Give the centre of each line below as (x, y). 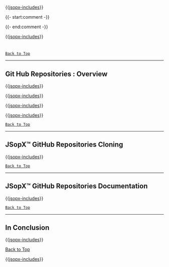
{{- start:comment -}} (27, 17)
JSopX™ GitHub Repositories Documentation (76, 186)
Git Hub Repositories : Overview (56, 74)
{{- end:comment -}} (27, 27)
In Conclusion (27, 228)
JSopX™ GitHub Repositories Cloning (64, 145)
